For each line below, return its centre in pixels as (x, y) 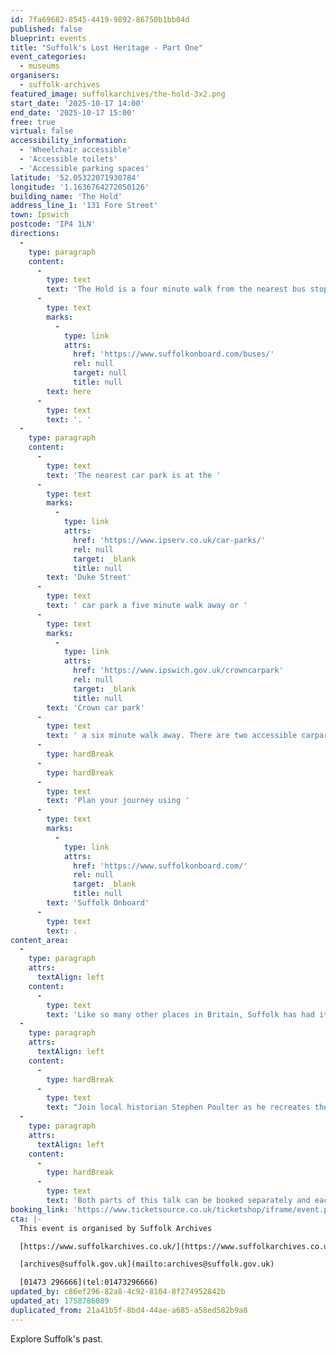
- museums (39, 66)
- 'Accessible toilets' (68, 159)
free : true (33, 122)
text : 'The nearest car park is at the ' (134, 475)
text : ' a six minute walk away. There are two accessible (172, 736)
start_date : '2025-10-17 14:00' (77, 103)
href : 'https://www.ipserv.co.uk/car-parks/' (170, 540)
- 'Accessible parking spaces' (84, 168)
